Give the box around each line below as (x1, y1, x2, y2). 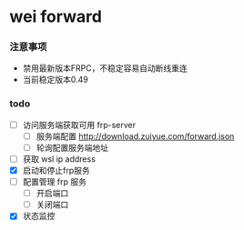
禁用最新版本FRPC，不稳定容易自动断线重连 (22, 63, 188, 74)
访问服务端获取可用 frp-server (22, 119, 137, 130)
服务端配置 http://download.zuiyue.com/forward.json (36, 130, 235, 142)
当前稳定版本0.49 (22, 75, 89, 85)
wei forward (9, 6, 103, 27)
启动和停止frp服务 (22, 165, 91, 176)
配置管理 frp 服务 (22, 176, 86, 187)
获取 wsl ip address (22, 153, 96, 165)
